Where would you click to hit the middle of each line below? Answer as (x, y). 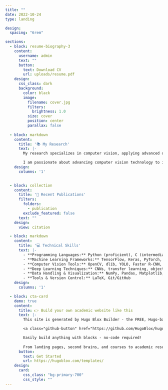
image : (30, 97)
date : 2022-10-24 (23, 14)
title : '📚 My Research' (44, 144)
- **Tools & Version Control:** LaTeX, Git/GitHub (77, 278)
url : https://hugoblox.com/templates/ (63, 361)
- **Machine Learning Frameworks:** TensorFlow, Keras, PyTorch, (93, 259)
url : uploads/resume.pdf (49, 74)
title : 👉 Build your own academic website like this (76, 310)
